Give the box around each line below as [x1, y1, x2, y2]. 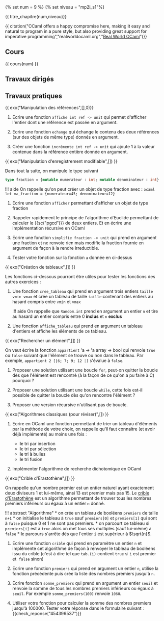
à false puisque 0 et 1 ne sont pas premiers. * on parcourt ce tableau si [5, 520, 150, 526]
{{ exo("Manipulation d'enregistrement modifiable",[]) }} [5, 158, 118, 164]
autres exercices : [5, 279, 41, 285]
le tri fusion [19, 456, 43, 462]
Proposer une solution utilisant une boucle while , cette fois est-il [12, 387, 143, 393]
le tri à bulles [19, 451, 46, 457]
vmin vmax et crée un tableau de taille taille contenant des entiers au [12, 293, 153, 299]
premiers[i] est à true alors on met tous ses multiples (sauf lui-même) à [5, 525, 152, 531]
